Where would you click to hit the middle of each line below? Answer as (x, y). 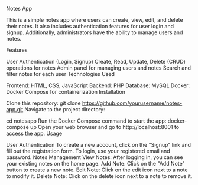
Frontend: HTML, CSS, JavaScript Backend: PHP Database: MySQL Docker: (98, 85)
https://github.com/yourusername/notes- (132, 103)
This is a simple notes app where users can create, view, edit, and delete (95, 20)
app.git (15, 109)
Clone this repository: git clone (43, 103)
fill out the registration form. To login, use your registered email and (88, 151)
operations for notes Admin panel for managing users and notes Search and (98, 68)
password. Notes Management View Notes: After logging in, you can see (95, 157)
